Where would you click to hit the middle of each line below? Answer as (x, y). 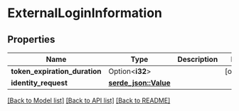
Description (198, 59)
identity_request (39, 83)
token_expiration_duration (56, 71)
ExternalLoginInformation (85, 13)
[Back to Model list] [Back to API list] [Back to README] (89, 100)
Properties (31, 39)
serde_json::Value (139, 83)
